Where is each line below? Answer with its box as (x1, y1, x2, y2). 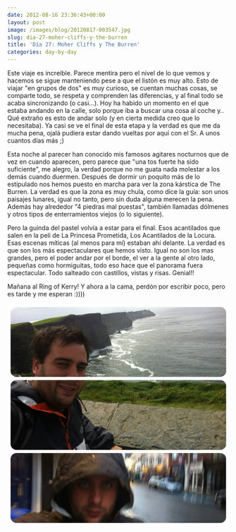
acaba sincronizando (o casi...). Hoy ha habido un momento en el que (7, 99, 209, 107)
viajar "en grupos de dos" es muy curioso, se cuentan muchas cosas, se (7, 84, 218, 92)
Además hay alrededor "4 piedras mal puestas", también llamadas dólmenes (7, 202, 229, 211)
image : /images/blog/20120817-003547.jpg (7, 26, 131, 33)
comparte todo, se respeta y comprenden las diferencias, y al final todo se (7, 92, 223, 99)
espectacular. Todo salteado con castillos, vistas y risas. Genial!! (7, 269, 195, 277)
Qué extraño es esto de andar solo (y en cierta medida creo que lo (7, 114, 200, 122)
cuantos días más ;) (7, 136, 65, 145)
